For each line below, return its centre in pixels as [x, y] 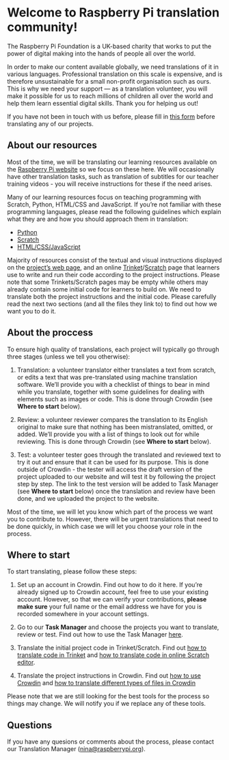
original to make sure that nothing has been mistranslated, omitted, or [115, 427]
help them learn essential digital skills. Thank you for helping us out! [103, 103]
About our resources [52, 145]
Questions [30, 725]
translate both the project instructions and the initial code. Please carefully [112, 296]
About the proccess [50, 333]
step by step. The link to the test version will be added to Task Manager [118, 484]
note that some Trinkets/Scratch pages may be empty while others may [108, 282]
